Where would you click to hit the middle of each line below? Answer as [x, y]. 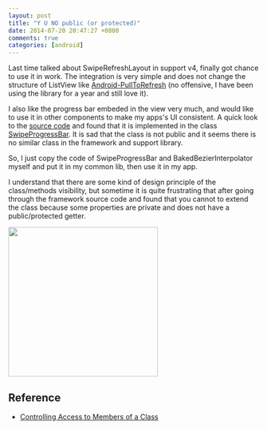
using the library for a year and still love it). [79, 93]
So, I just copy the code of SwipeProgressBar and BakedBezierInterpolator [131, 158]
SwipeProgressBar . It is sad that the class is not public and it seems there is [132, 134]
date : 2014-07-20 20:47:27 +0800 [64, 30]
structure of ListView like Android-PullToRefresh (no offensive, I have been [131, 85]
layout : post [30, 16]
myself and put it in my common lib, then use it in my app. [103, 167]
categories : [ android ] [46, 45]
